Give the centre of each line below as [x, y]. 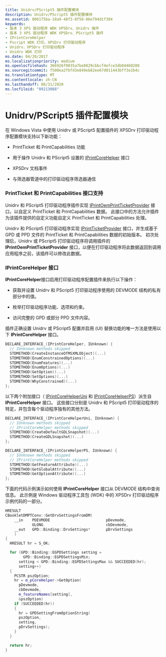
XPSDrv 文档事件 [30, 168]
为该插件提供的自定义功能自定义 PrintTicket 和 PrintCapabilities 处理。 [77, 217]
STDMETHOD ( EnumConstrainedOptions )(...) [52, 358]
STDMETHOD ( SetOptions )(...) [39, 377]
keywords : [15, 24]
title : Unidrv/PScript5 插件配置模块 [42, 10]
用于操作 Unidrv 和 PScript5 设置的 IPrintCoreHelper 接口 [71, 158]
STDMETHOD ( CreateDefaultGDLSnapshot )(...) [54, 432]
